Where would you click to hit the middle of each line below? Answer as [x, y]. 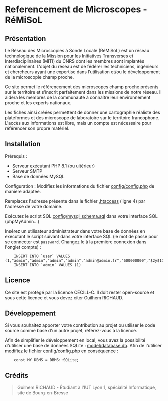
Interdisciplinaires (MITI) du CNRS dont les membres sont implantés [75, 61]
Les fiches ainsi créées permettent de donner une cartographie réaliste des [83, 112]
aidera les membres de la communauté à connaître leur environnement [78, 97]
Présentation [26, 38]
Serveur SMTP [27, 171]
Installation [23, 144]
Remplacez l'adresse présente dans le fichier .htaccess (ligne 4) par [75, 201]
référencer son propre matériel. [37, 128]
